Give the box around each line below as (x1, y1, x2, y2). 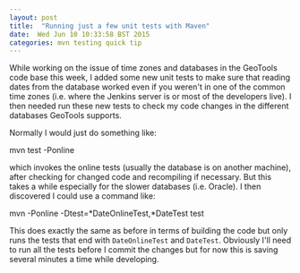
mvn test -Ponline (9, 145, 74, 156)
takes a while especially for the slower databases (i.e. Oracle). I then (9, 181, 261, 192)
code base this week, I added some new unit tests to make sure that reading (9, 73, 291, 83)
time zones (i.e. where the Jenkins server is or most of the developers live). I (9, 91, 292, 102)
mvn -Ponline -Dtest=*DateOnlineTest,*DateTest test (9, 208, 204, 219)
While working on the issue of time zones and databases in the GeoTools (9, 63, 278, 73)
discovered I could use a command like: (9, 191, 156, 201)
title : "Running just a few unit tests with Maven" (9, 21, 210, 30)
